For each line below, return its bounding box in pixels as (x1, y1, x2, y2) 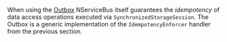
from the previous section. (7, 27, 82, 35)
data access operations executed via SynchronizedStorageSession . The (7, 13, 209, 21)
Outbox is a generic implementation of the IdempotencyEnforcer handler (7, 20, 211, 28)
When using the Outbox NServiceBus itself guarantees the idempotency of (7, 6, 220, 14)
